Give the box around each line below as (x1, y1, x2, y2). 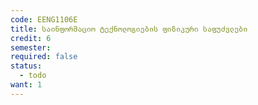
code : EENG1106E (10, 14, 78, 25)
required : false (10, 52, 78, 62)
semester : (10, 42, 52, 53)
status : (10, 61, 43, 71)
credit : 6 (10, 33, 52, 43)
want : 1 (10, 80, 43, 90)
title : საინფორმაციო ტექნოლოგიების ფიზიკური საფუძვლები (10, 24, 248, 34)
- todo (19, 71, 47, 81)
